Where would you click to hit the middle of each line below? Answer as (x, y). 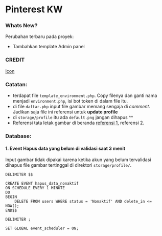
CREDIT (15, 60)
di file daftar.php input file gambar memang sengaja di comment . (82, 107)
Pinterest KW (34, 9)
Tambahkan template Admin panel (49, 47)
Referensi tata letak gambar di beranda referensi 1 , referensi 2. (78, 123)
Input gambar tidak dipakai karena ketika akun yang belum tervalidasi (78, 160)
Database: (18, 136)
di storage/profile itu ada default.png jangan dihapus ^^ (73, 117)
